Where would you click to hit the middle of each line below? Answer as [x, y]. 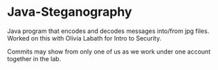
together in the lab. [34, 58]
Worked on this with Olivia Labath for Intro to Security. [84, 38]
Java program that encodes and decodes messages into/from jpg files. [108, 31]
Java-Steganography [70, 12]
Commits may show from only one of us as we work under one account [109, 51]
